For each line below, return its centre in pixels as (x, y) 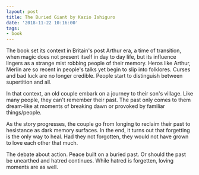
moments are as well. (32, 167)
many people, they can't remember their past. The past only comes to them (99, 100)
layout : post (22, 12)
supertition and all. (29, 82)
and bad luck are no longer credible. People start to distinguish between (94, 76)
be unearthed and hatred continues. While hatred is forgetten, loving (90, 161)
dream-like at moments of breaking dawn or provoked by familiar (86, 106)
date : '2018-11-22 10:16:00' (42, 23)
